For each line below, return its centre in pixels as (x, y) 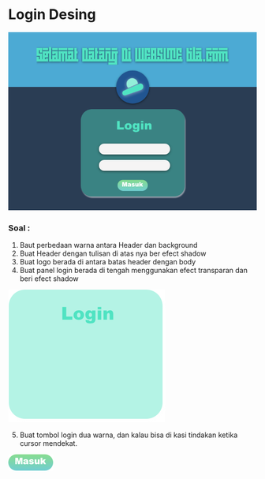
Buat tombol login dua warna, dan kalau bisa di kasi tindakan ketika (129, 435)
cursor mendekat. (48, 443)
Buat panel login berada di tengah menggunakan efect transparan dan (134, 270)
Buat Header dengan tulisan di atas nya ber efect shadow (113, 253)
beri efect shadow (49, 279)
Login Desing (52, 15)
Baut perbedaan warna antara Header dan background (108, 245)
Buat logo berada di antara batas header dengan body (108, 262)
